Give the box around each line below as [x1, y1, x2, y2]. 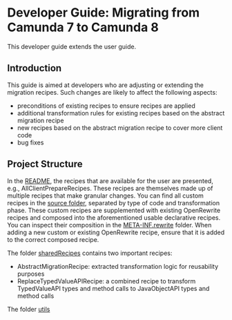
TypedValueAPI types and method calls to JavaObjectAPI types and [17, 284, 210, 292]
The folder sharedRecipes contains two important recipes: [7, 249, 173, 257]
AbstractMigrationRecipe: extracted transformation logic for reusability [17, 262, 219, 270]
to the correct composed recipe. [7, 235, 99, 243]
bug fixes [17, 138, 44, 147]
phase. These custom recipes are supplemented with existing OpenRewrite [7, 206, 221, 214]
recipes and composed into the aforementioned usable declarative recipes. [7, 213, 221, 222]
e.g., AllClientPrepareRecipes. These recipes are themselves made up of [7, 184, 213, 192]
